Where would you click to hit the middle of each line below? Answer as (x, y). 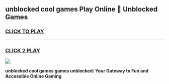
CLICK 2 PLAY (23, 50)
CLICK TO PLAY (25, 32)
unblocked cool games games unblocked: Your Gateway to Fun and (77, 70)
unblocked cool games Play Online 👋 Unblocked (81, 9)
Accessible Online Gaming (33, 76)
